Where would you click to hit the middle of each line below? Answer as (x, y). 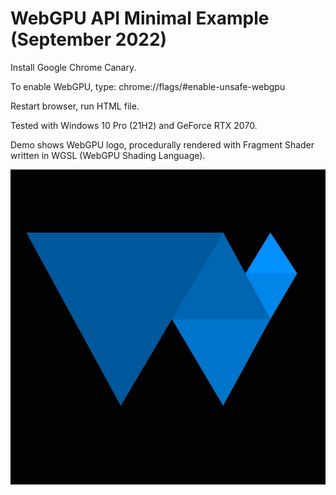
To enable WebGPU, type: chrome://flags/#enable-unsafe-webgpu (148, 86)
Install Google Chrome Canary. (73, 67)
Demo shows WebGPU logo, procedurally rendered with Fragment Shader (162, 144)
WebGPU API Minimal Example (140, 18)
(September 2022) (89, 39)
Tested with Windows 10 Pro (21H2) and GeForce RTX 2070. (134, 125)
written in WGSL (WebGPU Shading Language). (108, 155)
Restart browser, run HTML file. (75, 106)
